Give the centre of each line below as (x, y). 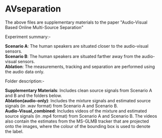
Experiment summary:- (28, 37)
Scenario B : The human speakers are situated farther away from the (73, 56)
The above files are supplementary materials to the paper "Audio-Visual (76, 22)
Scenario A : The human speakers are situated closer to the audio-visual (77, 46)
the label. (14, 131)
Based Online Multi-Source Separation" (44, 27)
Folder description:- (25, 81)
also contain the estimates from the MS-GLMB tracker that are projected (77, 121)
